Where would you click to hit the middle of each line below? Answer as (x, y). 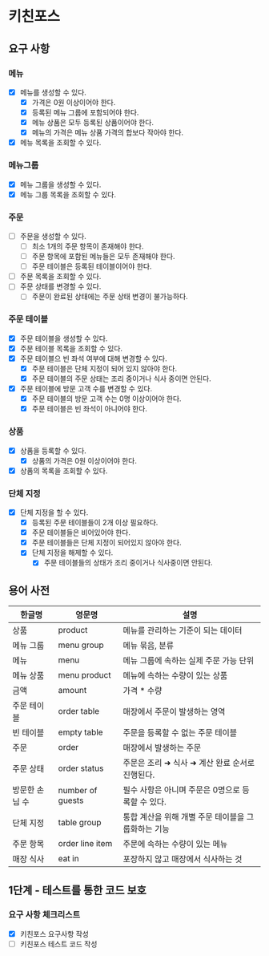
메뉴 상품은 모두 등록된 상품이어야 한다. (93, 123)
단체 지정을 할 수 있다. (54, 512)
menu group (81, 645)
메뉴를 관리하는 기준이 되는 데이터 (183, 630)
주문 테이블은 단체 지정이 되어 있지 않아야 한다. (104, 368)
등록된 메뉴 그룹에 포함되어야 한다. (85, 112)
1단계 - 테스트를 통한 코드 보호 (77, 890)
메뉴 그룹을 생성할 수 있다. (60, 184)
